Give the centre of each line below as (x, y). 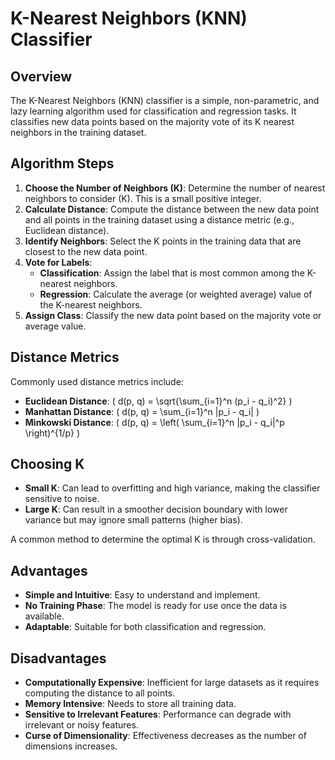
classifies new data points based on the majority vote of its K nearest (152, 121)
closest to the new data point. (86, 251)
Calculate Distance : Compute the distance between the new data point (172, 209)
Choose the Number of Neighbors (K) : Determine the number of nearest (175, 188)
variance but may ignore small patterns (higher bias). (133, 520)
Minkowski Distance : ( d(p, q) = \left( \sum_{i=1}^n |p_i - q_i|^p (154, 422)
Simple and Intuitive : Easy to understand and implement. (142, 595)
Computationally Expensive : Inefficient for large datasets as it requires (172, 683)
